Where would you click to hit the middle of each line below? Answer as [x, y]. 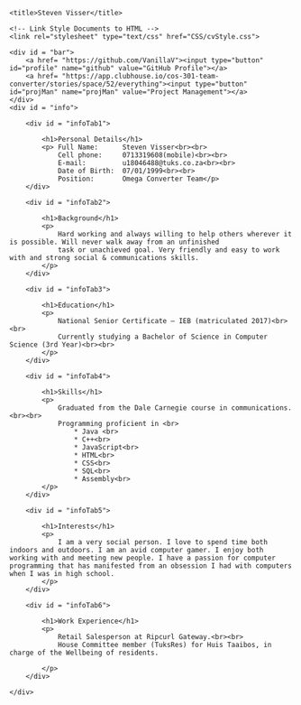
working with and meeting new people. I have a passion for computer [143, 558]
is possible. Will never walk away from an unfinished [114, 242]
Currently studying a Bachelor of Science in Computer [163, 337]
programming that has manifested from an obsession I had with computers [151, 566]
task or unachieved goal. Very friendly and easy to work [169, 250]
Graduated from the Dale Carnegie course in [142, 408]
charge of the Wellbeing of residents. [84, 653]
